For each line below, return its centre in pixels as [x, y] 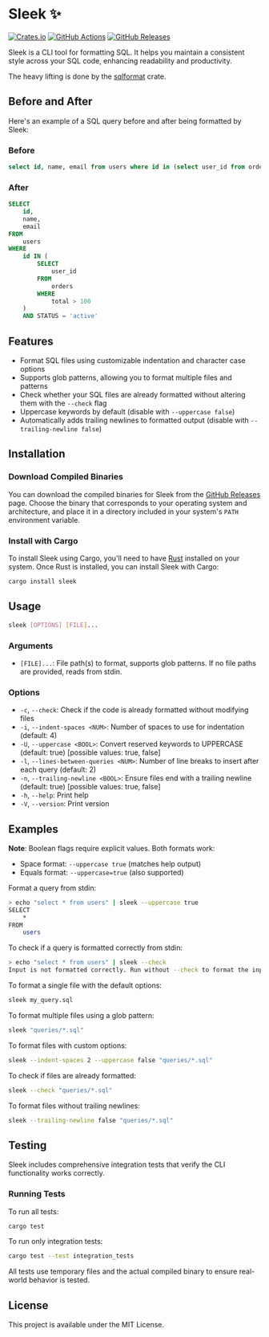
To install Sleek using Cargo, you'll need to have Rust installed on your [124, 558]
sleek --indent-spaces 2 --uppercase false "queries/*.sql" [111, 1060]
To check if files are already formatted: [72, 1075]
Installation [37, 454]
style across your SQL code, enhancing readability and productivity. [120, 60]
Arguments [31, 646]
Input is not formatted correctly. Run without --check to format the [128, 970]
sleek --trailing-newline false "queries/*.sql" [91, 1120]
